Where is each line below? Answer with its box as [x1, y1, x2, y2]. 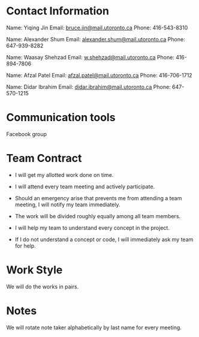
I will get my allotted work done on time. [14, 171, 114, 178]
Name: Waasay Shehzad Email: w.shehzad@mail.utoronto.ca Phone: [6, 53, 175, 61]
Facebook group [6, 130, 47, 137]
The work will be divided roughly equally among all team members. [14, 212, 181, 219]
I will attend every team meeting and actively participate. [14, 183, 155, 190]
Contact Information [6, 4, 110, 18]
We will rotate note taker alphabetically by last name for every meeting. [6, 324, 182, 331]
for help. [14, 242, 36, 249]
